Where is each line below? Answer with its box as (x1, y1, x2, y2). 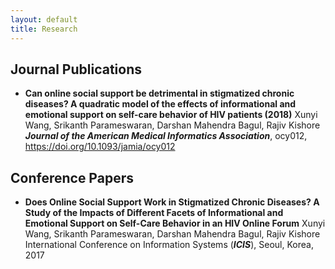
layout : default (10, 14, 78, 25)
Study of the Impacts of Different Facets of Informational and (24, 207, 284, 219)
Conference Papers (10, 169, 134, 186)
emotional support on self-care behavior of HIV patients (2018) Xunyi (24, 109, 318, 121)
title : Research (10, 24, 78, 34)
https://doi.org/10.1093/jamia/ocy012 (24, 141, 176, 153)
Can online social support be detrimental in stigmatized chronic (24, 87, 295, 100)
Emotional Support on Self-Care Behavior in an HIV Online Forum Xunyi (24, 217, 326, 230)
